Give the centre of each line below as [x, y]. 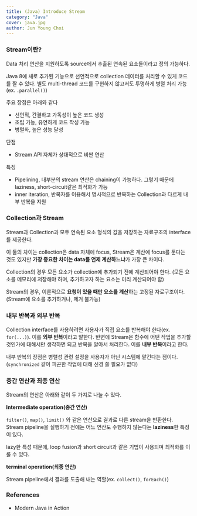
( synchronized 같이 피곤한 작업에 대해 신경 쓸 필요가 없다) [72, 364]
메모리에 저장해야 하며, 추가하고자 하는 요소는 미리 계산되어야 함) [90, 279]
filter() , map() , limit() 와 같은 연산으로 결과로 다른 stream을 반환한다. [90, 420]
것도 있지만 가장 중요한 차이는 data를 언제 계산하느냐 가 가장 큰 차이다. [85, 259]
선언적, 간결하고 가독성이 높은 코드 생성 [59, 115]
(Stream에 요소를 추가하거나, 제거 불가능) [53, 299]
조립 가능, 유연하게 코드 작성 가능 [52, 122]
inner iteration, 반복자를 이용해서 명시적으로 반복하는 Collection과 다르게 [98, 194]
